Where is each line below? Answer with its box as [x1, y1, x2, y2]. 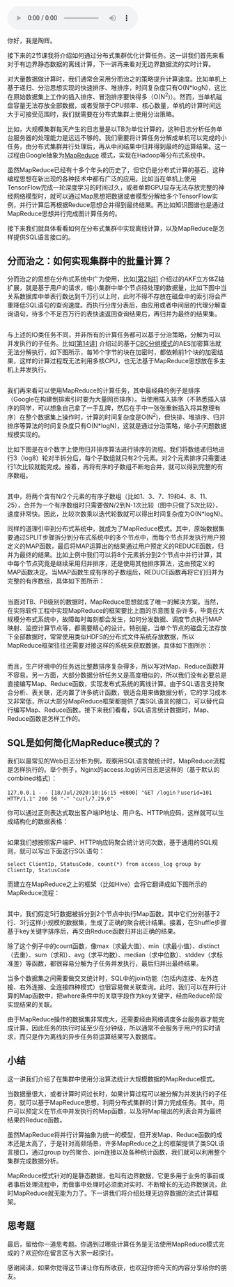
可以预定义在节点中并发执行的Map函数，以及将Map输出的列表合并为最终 [13, 1106, 222, 1115]
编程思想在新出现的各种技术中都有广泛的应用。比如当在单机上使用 [7, 174, 196, 183]
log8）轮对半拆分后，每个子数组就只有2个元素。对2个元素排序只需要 [23, 454, 221, 462]
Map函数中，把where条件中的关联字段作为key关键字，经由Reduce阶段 [19, 991, 223, 1000]
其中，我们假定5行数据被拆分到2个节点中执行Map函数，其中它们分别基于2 [7, 909, 221, 917]
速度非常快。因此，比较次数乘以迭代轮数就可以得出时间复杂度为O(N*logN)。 [7, 510, 227, 518]
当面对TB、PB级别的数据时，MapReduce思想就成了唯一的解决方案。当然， [7, 597, 223, 606]
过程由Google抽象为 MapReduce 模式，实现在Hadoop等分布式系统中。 [7, 151, 209, 159]
